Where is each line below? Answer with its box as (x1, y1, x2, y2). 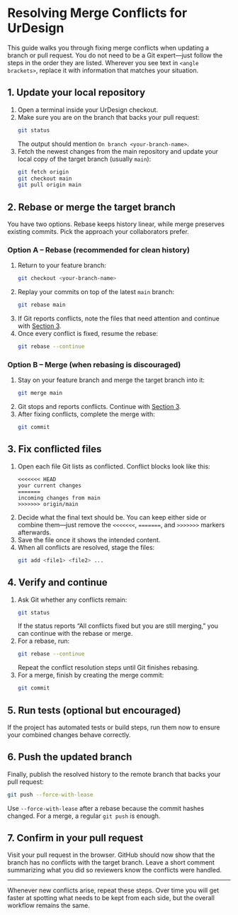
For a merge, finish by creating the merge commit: (17, 671, 164, 680)
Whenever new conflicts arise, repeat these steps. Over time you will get (7, 886, 220, 894)
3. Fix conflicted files (7, 443, 102, 455)
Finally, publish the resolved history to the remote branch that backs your (7, 770, 221, 778)
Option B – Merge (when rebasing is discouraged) (7, 359, 181, 369)
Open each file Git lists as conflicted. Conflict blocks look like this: (17, 462, 210, 471)
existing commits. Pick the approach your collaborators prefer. (7, 228, 189, 236)
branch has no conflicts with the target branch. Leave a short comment (7, 858, 215, 867)
